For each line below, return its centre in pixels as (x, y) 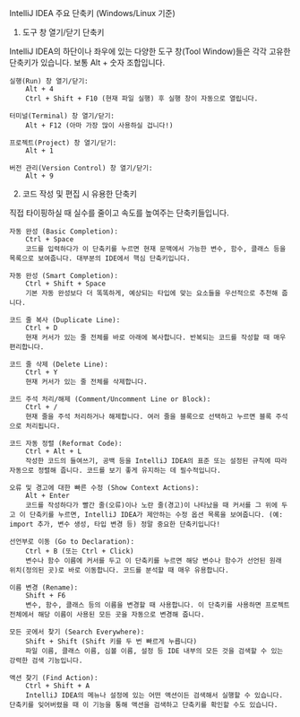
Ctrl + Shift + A (58, 686)
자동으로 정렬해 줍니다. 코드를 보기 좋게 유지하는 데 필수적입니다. (115, 470)
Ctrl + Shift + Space (65, 284)
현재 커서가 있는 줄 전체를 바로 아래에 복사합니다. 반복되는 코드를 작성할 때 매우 (156, 337)
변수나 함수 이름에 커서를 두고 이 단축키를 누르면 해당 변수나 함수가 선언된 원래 (154, 561)
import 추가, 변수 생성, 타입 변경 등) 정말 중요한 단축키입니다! (115, 524)
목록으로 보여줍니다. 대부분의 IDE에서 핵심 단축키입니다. (100, 258)
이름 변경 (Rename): (44, 588)
